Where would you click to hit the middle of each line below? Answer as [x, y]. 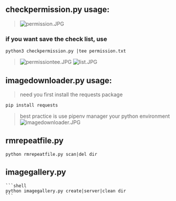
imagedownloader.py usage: [59, 81]
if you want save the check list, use [56, 39]
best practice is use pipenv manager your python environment [95, 116]
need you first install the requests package [71, 94]
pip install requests [32, 105]
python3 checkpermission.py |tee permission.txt [66, 51]
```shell [16, 186]
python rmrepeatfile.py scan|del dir [51, 154]
